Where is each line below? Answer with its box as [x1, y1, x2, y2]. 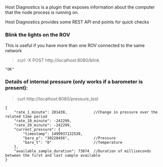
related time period [5, 114, 48, 119]
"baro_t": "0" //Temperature [23, 140, 122, 145]
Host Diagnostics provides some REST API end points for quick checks [5, 19, 149, 25]
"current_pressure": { [14, 127, 61, 132]
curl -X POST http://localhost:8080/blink [17, 57, 100, 63]
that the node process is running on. [5, 9, 79, 15]
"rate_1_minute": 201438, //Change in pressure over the [14, 110, 158, 115]
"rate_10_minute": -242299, [14, 118, 72, 123]
